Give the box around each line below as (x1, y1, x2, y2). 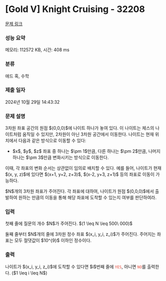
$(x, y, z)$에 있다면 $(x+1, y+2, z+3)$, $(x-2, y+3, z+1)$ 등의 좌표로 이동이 (5, 171, 155, 177)
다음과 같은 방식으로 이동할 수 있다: (18, 138, 86, 144)
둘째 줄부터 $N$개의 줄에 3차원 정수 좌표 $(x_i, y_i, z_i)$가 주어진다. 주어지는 (5, 231, 156, 237)
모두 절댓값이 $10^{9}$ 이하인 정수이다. (14, 237, 92, 243)
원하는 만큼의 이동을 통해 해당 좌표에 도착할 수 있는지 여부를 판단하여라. (18, 194, 157, 201)
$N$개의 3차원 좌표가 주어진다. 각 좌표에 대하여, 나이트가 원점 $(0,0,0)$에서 (5, 188, 154, 194)
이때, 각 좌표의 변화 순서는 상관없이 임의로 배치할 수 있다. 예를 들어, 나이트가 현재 (5, 165, 162, 171)
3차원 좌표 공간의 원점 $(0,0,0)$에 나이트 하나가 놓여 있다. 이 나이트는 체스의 (5, 125, 155, 131)
